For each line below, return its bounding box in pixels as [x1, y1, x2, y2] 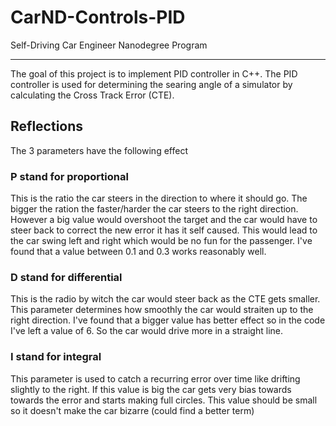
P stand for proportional [10, 169, 129, 183]
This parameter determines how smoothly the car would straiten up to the [10, 304, 314, 316]
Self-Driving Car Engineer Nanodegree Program [10, 39, 208, 51]
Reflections [10, 118, 84, 135]
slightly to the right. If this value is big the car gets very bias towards [10, 383, 292, 395]
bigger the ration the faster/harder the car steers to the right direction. [10, 203, 299, 215]
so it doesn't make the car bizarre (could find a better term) [10, 404, 255, 416]
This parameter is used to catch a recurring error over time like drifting [10, 372, 301, 385]
